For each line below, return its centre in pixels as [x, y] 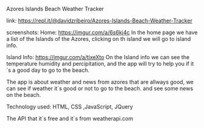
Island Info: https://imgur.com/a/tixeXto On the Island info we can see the [98, 57]
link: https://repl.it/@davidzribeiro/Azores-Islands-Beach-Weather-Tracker [100, 20]
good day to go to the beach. [53, 70]
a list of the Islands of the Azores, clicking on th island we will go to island [99, 39]
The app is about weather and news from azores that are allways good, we [100, 82]
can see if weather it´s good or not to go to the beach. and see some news [100, 88]
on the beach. [24, 95]
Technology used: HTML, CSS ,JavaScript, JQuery [70, 107]
